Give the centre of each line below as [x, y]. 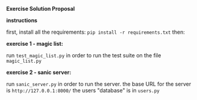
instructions [22, 20]
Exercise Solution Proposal [41, 9]
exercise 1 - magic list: [35, 44]
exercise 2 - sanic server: [39, 72]
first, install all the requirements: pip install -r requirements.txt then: [95, 32]
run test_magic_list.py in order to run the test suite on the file [84, 55]
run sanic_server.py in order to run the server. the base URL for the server [99, 84]
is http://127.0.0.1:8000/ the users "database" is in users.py [83, 90]
